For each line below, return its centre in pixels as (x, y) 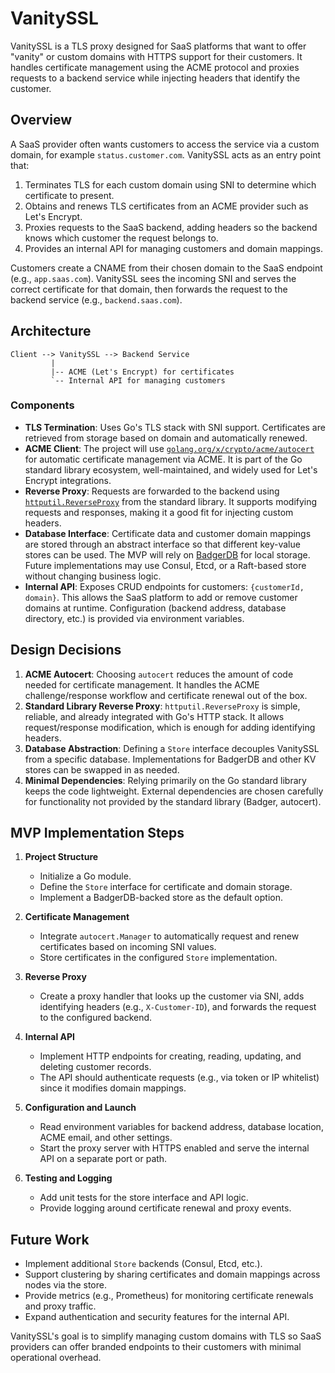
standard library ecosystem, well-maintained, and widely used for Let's (171, 469)
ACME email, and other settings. (106, 1138)
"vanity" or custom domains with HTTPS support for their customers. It (156, 56)
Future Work (50, 1239)
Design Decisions (66, 650)
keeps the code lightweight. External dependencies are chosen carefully (174, 791)
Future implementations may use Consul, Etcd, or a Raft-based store (165, 565)
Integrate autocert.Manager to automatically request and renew (169, 936)
